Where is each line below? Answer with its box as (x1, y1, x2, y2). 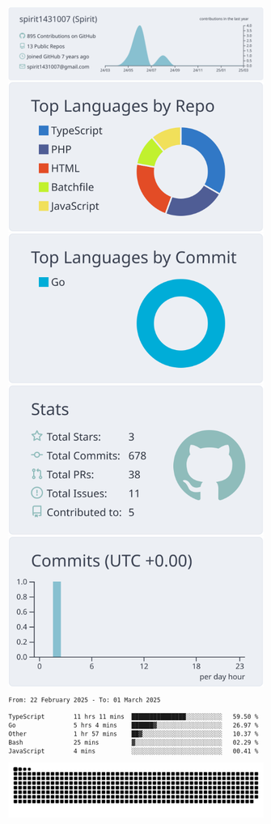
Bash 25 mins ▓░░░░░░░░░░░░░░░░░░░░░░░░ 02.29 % (8, 738, 259, 746)
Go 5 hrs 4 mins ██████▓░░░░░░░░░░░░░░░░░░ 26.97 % (8, 721, 259, 730)
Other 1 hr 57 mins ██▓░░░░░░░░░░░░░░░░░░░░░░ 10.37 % (8, 730, 259, 738)
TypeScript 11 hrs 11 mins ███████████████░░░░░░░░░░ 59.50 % (8, 713, 259, 721)
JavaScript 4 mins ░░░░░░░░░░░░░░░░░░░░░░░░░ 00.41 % (8, 747, 259, 755)
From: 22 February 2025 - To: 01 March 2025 (8, 696, 161, 704)
